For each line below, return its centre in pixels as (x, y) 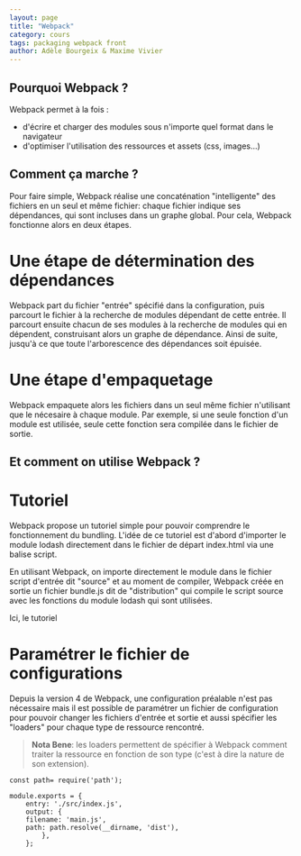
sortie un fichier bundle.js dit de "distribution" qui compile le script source (146, 590)
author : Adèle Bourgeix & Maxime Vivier (87, 51)
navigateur (42, 136)
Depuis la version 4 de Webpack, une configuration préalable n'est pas (141, 698)
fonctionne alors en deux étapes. (71, 224)
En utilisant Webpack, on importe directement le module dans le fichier (141, 571)
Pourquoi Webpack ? (69, 88)
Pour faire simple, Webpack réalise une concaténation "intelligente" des (143, 196)
